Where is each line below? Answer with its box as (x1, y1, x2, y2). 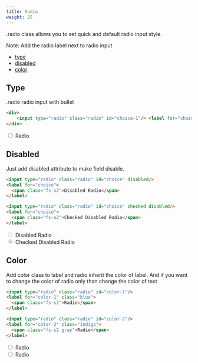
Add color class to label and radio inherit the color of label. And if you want (6, 271, 188, 278)
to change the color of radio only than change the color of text (6, 277, 157, 284)
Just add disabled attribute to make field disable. (6, 165, 125, 172)
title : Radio (6, 8, 38, 15)
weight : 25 (6, 14, 33, 20)
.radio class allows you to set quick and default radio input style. (6, 30, 162, 37)
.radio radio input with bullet (6, 99, 74, 106)
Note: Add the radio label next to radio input (6, 42, 113, 49)
